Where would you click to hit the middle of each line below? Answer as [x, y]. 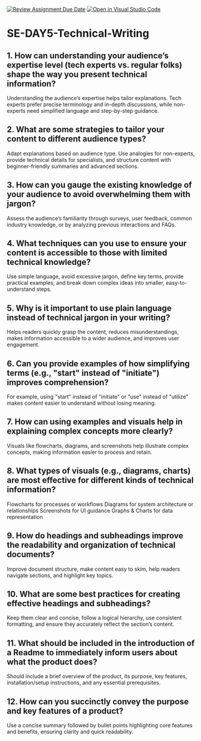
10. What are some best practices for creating [94, 594]
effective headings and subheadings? [79, 603]
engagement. [23, 345]
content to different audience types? [77, 139]
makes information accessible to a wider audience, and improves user [93, 338]
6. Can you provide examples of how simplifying [98, 364]
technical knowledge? [49, 262]
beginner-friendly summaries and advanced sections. [73, 166]
